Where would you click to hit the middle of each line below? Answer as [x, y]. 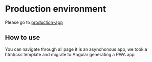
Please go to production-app [34, 22]
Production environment [55, 9]
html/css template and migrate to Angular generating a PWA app [70, 54]
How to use [22, 38]
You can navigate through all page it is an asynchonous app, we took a [76, 49]
